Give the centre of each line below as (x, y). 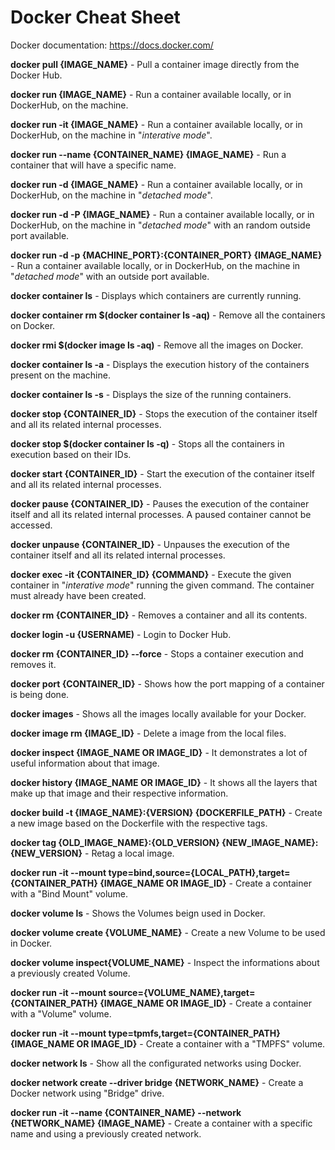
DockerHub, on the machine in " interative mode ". (111, 135)
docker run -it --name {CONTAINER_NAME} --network (126, 1112)
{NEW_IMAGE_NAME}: (270, 842)
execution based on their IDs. (71, 454)
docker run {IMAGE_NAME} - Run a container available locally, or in (151, 94)
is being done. (40, 694)
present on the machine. (60, 375)
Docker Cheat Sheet (95, 17)
